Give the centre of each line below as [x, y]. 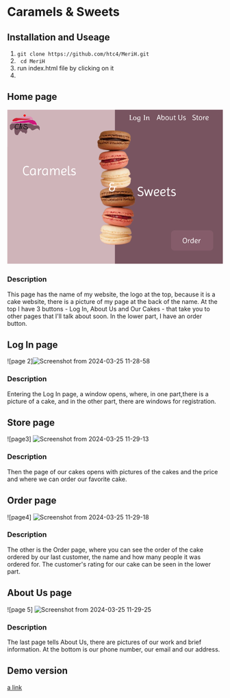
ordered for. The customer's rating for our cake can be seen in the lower [109, 564]
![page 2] [20, 361]
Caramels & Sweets [63, 12]
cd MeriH [33, 62]
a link [15, 687]
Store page [31, 423]
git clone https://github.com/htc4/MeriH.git [83, 54]
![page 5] [20, 609]
